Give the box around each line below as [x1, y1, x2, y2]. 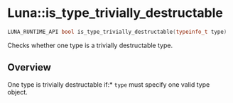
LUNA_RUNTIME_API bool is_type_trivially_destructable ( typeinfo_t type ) [7, 28, 227, 35]
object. [7, 87, 28, 96]
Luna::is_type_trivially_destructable [7, 5, 224, 21]
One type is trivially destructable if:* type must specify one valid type [7, 80, 210, 89]
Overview [7, 61, 52, 73]
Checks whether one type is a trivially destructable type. [7, 41, 173, 49]
